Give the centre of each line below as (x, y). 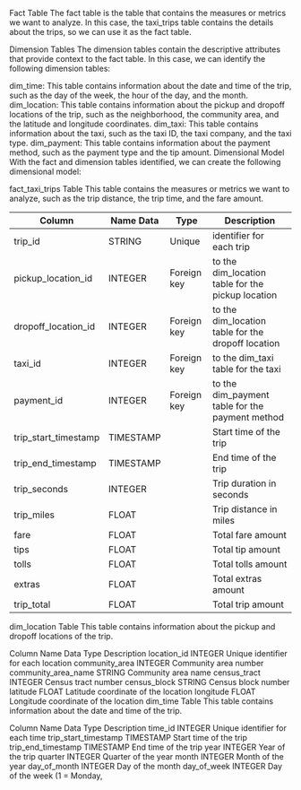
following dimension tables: (60, 68)
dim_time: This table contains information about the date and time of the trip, (150, 86)
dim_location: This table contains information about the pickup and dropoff (147, 105)
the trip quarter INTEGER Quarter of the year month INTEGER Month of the (146, 756)
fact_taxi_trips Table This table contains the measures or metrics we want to (150, 189)
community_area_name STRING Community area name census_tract (135, 673)
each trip (231, 247)
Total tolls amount (249, 564)
